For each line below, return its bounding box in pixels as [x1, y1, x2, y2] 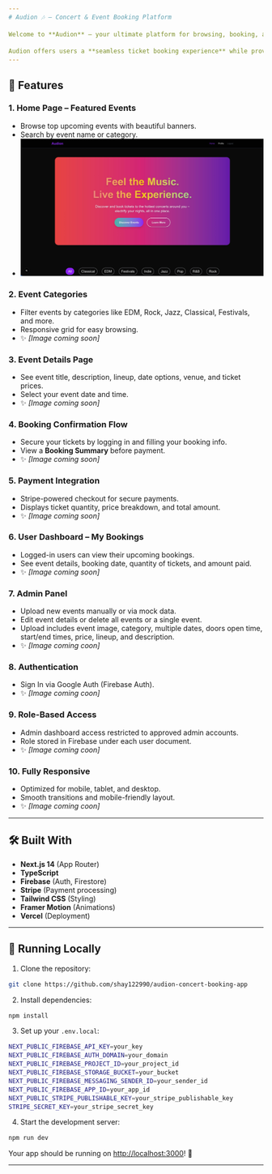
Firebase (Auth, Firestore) [19, 876, 107, 886]
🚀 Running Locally [8, 942, 101, 956]
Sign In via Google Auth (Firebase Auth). [19, 680, 155, 689]
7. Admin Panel [8, 587, 68, 599]
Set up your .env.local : [19, 1026, 100, 1036]
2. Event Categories [8, 288, 88, 300]
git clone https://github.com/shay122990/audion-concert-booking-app [8, 980, 249, 988]
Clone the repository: [19, 963, 91, 973]
